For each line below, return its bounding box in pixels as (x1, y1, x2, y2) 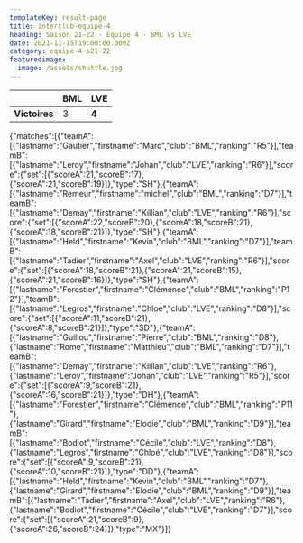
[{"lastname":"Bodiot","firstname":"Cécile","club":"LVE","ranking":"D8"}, (9, 437, 277, 447)
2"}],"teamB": (9, 293, 60, 304)
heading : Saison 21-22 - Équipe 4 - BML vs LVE (9, 30, 192, 39)
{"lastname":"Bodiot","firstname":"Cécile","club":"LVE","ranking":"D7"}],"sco (9, 504, 293, 515)
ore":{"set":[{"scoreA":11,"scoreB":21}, (9, 312, 151, 323)
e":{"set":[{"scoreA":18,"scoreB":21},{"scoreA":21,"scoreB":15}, (9, 264, 242, 275)
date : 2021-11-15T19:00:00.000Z (9, 38, 131, 48)
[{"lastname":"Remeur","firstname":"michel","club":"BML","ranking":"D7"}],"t (9, 188, 293, 198)
